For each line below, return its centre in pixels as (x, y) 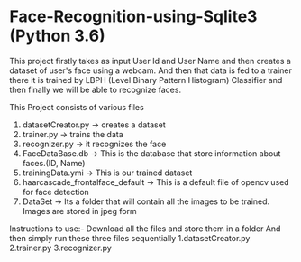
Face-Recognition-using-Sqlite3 (133, 17)
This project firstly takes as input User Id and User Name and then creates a (150, 61)
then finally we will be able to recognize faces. (96, 89)
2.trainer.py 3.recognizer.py (61, 248)
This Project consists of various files (77, 107)
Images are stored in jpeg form (79, 211)
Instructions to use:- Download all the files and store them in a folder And (145, 229)
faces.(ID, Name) (54, 163)
